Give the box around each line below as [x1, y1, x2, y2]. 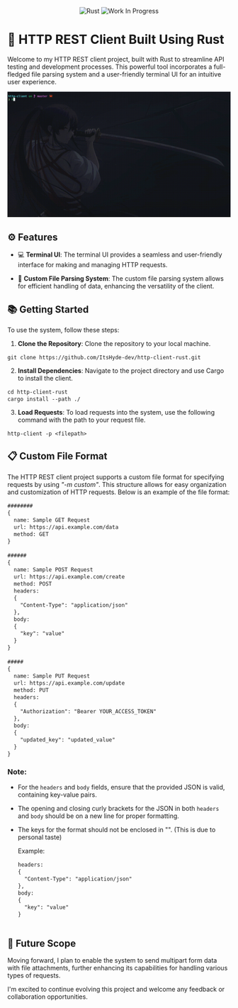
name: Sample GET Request [13, 516, 91, 524]
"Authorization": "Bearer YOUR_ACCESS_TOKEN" [20, 707, 157, 715]
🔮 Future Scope [7, 937, 76, 949]
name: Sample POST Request [13, 566, 93, 573]
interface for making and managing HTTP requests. [17, 261, 168, 269]
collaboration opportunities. [7, 992, 89, 1001]
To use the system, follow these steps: [7, 326, 120, 335]
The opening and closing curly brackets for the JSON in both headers [17, 805, 220, 813]
